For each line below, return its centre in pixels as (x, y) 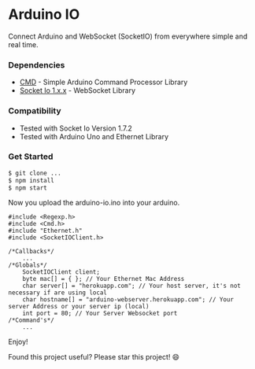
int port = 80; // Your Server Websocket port (100, 314)
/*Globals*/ (28, 265)
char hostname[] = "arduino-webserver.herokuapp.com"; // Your (128, 300)
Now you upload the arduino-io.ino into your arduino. (94, 203)
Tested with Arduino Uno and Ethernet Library (94, 136)
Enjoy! (18, 342)
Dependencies (37, 65)
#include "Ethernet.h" (45, 231)
